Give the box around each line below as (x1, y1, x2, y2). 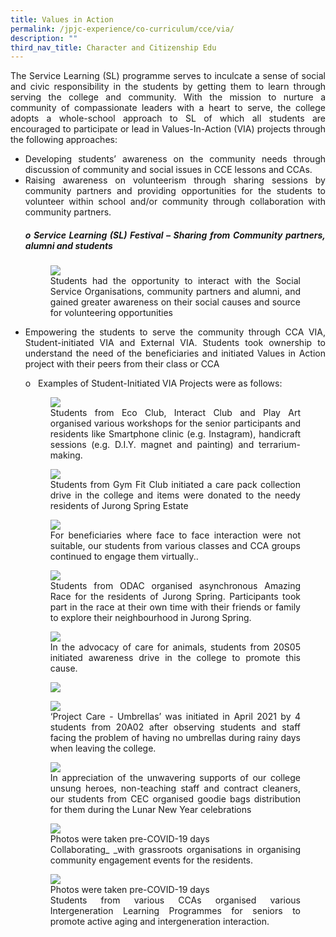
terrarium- (258, 439, 301, 451)
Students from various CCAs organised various (49, 894, 301, 906)
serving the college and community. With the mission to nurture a (10, 91, 326, 103)
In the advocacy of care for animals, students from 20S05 (49, 641, 301, 653)
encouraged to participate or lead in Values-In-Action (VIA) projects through (10, 123, 326, 135)
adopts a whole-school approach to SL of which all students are (10, 112, 326, 125)
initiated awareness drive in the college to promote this (49, 652, 301, 664)
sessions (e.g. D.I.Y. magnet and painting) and (49, 439, 255, 451)
